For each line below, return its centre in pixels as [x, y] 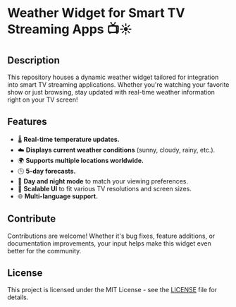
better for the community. [44, 251]
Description [33, 60]
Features [27, 122]
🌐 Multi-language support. [58, 196]
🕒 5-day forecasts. [46, 171]
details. [18, 297]
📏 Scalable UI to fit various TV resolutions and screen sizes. [104, 188]
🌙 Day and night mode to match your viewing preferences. [103, 181]
